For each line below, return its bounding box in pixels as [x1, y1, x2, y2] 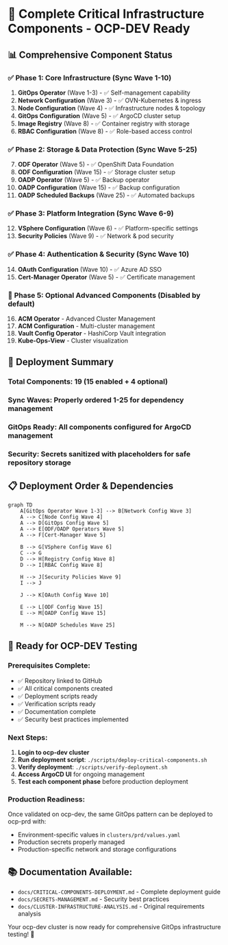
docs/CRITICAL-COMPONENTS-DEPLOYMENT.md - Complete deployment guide [17, 888, 221, 896]
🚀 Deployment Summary [8, 356, 114, 368]
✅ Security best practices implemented [17, 715, 129, 723]
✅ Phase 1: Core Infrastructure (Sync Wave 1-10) [8, 73, 172, 82]
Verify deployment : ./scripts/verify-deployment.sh [17, 762, 168, 771]
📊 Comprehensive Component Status [8, 49, 173, 60]
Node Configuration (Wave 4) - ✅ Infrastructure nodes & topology [17, 104, 206, 112]
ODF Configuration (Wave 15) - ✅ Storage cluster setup [17, 168, 175, 176]
